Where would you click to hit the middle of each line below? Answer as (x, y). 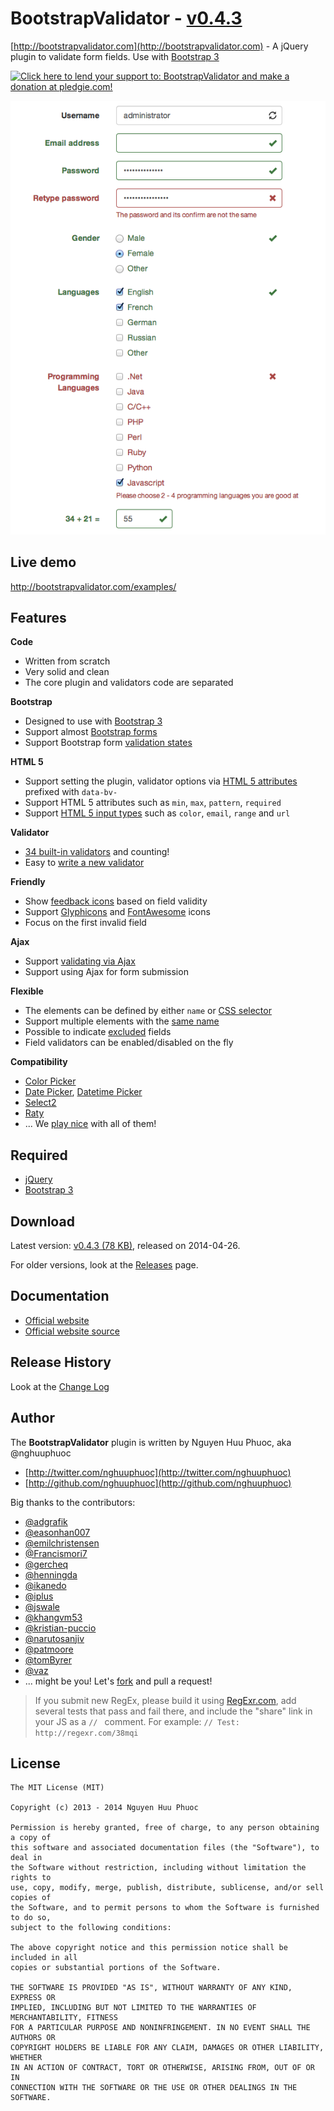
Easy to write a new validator (84, 863)
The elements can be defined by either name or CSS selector (148, 1011)
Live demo (43, 562)
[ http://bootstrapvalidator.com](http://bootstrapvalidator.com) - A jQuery (159, 46)
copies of (31, 1898)
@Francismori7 (56, 1553)
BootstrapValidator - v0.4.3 (126, 18)
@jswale (42, 1606)
